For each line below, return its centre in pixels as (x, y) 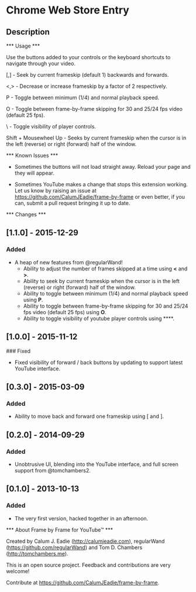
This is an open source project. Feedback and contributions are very (88, 565)
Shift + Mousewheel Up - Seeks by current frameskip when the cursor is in (96, 138)
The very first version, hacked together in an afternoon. (81, 518)
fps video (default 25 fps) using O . (65, 312)
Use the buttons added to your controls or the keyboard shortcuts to (88, 57)
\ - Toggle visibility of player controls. (51, 126)
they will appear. (34, 173)
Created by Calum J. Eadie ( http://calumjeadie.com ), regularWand (85, 541)
